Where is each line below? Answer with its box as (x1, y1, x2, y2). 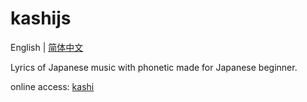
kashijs (10, 7, 72, 30)
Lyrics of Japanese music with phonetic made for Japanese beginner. (10, 61, 298, 73)
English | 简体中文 (10, 41, 84, 53)
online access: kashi (10, 80, 95, 92)
